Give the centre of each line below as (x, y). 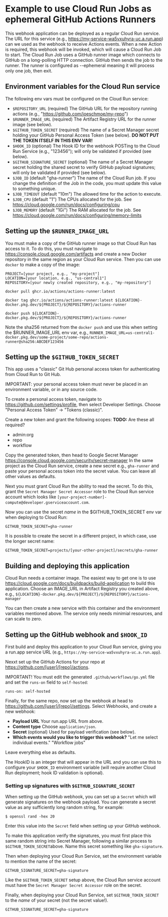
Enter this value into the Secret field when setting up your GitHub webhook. (83, 826)
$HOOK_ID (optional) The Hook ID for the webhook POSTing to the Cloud (86, 146)
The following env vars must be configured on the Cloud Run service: (77, 99)
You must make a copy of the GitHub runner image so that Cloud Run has (81, 243)
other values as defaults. (31, 477)
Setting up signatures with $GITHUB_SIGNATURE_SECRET (70, 786)
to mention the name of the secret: (41, 861)
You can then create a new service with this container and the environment (83, 608)
